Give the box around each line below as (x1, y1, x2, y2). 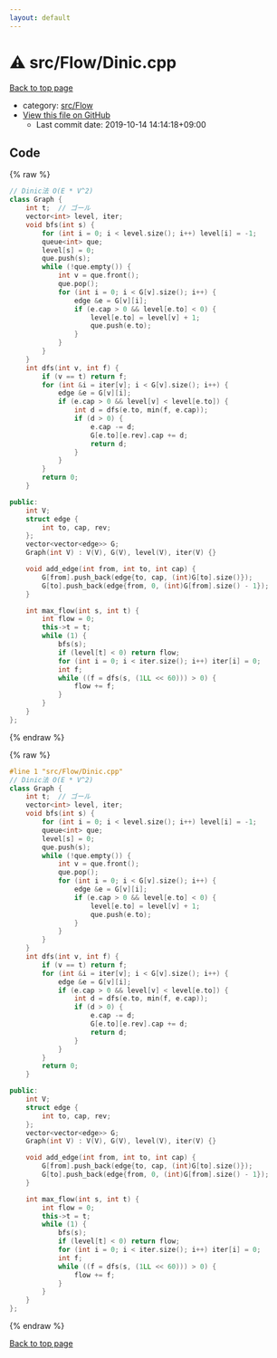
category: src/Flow (22, 100, 93, 110)
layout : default (9, 13, 71, 23)
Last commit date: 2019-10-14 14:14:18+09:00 (35, 119, 206, 129)
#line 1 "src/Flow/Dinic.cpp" (9, 767, 124, 776)
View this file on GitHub (22, 110, 111, 120)
